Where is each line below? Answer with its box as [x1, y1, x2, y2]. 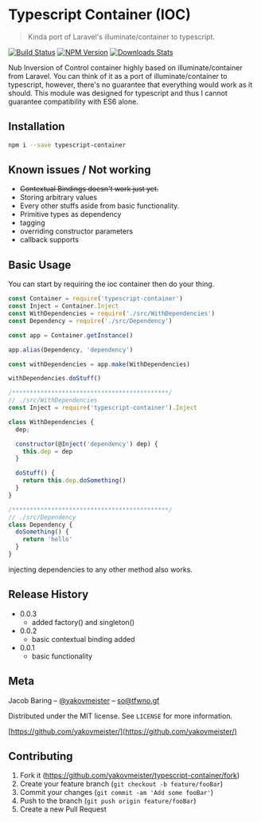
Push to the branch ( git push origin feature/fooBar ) [19, 796, 197, 806]
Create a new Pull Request [19, 804, 107, 814]
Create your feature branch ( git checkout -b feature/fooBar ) [19, 779, 224, 789]
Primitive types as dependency [19, 210, 122, 219]
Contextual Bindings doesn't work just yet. [19, 184, 159, 194]
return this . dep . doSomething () [22, 477, 127, 485]
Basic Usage [8, 258, 72, 272]
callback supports [19, 235, 80, 245]
